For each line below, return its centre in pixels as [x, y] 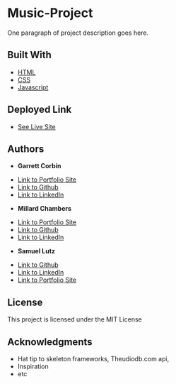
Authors [26, 149]
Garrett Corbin [39, 166]
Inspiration [33, 366]
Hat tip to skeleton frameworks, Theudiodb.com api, [93, 359]
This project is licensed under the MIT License [75, 319]
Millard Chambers [45, 209]
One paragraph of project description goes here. [78, 33]
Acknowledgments [50, 342]
